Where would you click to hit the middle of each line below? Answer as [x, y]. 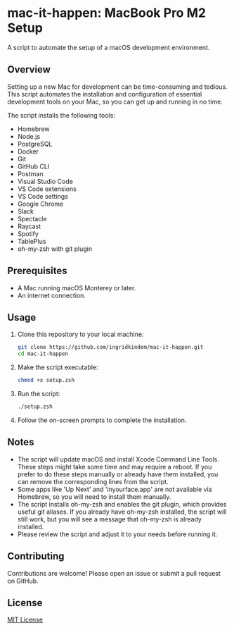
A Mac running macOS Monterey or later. [77, 288]
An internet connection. [52, 295]
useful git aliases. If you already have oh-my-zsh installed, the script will [122, 512]
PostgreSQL [35, 144]
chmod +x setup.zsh [46, 381]
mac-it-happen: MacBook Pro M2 [106, 13]
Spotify [28, 233]
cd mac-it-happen [43, 354]
